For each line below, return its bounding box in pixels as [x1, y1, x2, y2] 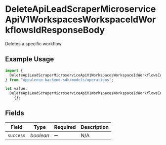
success [7, 132, 26, 138]
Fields [5, 109, 25, 117]
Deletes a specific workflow [5, 40, 62, 46]
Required [54, 123, 76, 130]
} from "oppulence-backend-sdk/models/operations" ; [5, 77, 114, 82]
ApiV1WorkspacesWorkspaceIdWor [5, 14, 156, 25]
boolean [30, 132, 49, 139]
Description [81, 123, 109, 130]
